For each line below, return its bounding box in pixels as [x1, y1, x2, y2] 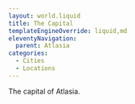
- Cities [15, 57, 45, 65]
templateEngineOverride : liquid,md [8, 27, 128, 35]
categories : [8, 49, 48, 57]
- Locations [15, 64, 56, 73]
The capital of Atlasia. [8, 86, 80, 96]
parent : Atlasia [15, 42, 70, 50]
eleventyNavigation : [8, 34, 78, 43]
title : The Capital [8, 19, 74, 27]
